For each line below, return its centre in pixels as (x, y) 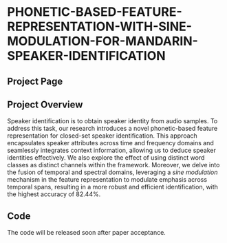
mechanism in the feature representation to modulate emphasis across (107, 180)
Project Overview (45, 104)
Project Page (35, 81)
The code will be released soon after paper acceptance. (87, 233)
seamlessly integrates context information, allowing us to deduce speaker (112, 150)
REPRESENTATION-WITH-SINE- (100, 27)
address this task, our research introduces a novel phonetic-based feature (112, 129)
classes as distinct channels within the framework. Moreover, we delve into (113, 165)
